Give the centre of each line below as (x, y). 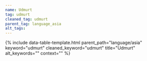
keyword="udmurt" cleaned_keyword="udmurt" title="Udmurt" (70, 48)
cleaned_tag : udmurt (27, 19)
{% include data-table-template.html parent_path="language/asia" (74, 42)
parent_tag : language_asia (33, 24)
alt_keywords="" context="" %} (38, 53)
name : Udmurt (19, 10)
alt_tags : (15, 28)
